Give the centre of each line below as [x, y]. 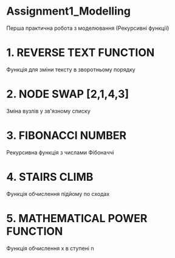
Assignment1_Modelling [68, 11]
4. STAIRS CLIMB [50, 177]
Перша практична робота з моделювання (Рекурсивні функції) [88, 28]
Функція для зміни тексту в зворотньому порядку [71, 69]
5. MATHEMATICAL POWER [77, 218]
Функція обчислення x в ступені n [50, 248]
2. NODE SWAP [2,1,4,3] [68, 94]
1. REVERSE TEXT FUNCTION [81, 53]
